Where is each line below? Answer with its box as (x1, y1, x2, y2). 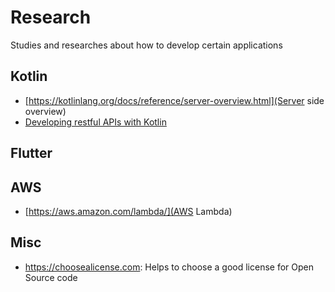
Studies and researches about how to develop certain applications (10, 39, 283, 51)
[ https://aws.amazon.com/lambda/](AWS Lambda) (24, 205, 233, 217)
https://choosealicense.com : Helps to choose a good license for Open (24, 261, 315, 273)
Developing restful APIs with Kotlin (24, 116, 167, 128)
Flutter (10, 145, 53, 162)
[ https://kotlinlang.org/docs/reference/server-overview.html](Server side (24, 94, 325, 106)
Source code (24, 271, 78, 283)
